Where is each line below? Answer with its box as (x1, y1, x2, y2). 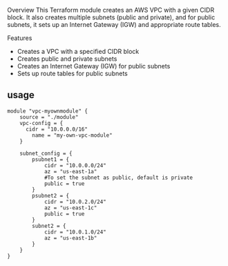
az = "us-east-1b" (44, 234, 97, 241)
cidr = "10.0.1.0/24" (44, 228, 107, 236)
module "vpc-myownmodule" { (7, 107, 88, 115)
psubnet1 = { (32, 155, 70, 163)
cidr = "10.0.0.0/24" (44, 162, 107, 169)
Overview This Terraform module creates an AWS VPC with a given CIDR (7, 6, 215, 14)
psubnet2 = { (32, 192, 70, 199)
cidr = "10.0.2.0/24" (44, 198, 107, 205)
